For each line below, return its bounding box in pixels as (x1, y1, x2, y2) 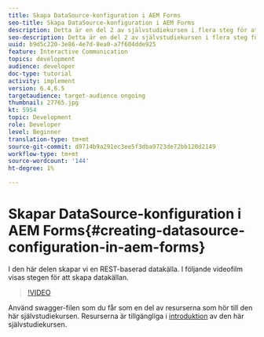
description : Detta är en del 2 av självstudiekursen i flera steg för (8, 26, 247, 34)
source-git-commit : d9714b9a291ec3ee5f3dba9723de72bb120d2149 (8, 143, 216, 150)
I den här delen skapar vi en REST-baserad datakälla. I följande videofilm (8, 264, 244, 274)
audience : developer (8, 63, 76, 71)
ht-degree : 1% (8, 165, 55, 172)
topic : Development (8, 114, 72, 121)
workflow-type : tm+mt (8, 150, 79, 158)
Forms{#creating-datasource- (42, 222, 245, 240)
